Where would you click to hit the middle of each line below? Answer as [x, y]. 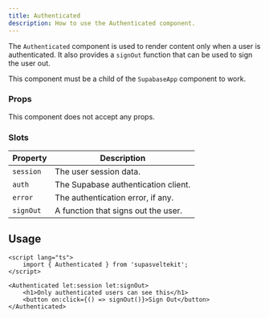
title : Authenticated [45, 16]
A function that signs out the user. [119, 211]
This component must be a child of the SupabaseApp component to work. [127, 78]
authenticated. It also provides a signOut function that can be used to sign [130, 54]
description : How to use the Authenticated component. [102, 23]
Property [30, 159]
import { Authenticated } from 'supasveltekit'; [106, 264]
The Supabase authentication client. [123, 185]
